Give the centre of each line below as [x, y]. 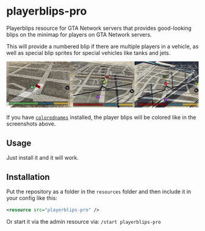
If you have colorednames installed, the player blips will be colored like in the [101, 118]
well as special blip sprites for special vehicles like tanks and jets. [88, 52]
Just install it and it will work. [43, 158]
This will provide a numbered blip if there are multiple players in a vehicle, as [103, 46]
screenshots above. [31, 124]
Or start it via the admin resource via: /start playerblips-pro [84, 221]
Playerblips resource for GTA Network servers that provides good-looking [99, 28]
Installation [28, 177]
